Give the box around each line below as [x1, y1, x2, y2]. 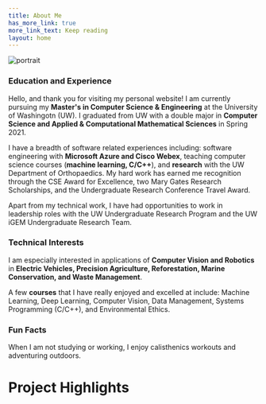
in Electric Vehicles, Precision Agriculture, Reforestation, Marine [8, 263, 226, 273]
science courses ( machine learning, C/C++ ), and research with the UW [8, 160, 245, 169]
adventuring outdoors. [8, 351, 82, 360]
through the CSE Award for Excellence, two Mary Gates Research [8, 177, 222, 186]
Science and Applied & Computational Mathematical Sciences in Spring [8, 118, 249, 128]
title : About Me [8, 11, 62, 20]
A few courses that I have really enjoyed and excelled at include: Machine [8, 287, 250, 297]
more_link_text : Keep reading [8, 26, 109, 34]
